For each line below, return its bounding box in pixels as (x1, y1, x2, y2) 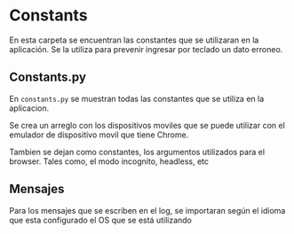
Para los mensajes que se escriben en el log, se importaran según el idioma (9, 205, 286, 215)
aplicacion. (9, 103, 50, 113)
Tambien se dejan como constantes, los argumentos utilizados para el (9, 146, 265, 157)
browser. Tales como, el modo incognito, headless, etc (9, 156, 209, 167)
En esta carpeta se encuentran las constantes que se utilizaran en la (9, 35, 259, 45)
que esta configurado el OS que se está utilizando (9, 214, 193, 225)
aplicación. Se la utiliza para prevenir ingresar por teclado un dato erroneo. (9, 43, 283, 54)
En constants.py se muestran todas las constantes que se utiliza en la (9, 93, 265, 104)
